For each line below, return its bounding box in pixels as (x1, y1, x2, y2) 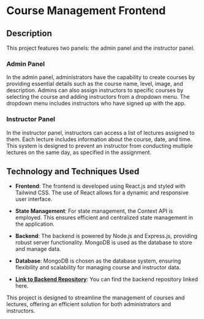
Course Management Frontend (6, 4, 166, 18)
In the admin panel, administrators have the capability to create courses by (6, 74, 195, 81)
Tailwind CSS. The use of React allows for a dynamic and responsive (15, 189, 189, 196)
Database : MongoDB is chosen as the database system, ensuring (15, 257, 181, 264)
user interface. (15, 196, 53, 203)
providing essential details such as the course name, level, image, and (6, 80, 183, 88)
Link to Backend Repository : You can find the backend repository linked (15, 275, 198, 283)
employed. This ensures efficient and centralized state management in (15, 214, 194, 221)
